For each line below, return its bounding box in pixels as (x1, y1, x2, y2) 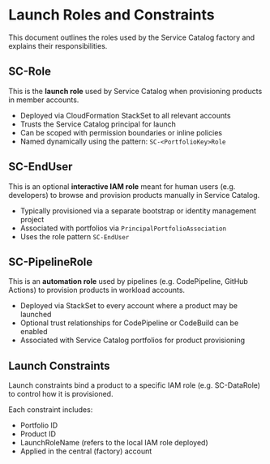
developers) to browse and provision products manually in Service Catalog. (8, 190, 260, 200)
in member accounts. (8, 95, 79, 105)
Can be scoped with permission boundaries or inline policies (19, 127, 223, 137)
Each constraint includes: (8, 405, 93, 415)
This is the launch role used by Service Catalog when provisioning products (8, 86, 263, 96)
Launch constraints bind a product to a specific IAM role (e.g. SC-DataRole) (8, 380, 261, 390)
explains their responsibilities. (8, 41, 108, 50)
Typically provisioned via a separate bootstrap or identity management (19, 205, 257, 216)
